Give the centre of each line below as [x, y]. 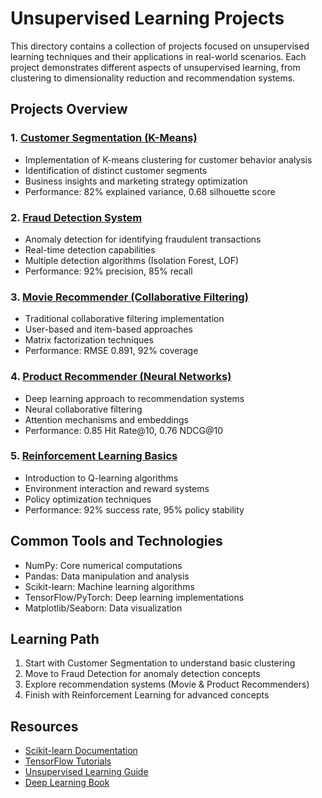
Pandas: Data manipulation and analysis [107, 576]
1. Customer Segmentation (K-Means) [104, 138]
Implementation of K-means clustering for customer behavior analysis [168, 159]
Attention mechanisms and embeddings [107, 419]
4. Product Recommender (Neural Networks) [121, 377]
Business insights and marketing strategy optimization [136, 181]
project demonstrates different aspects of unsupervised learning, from [155, 67]
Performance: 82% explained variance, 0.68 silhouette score [150, 191]
